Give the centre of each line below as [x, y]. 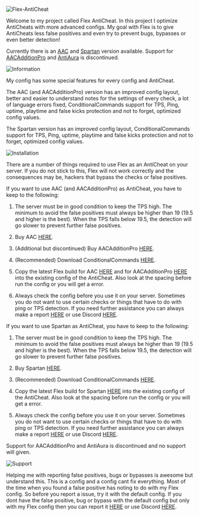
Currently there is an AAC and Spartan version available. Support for [90, 51]
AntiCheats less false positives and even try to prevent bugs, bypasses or [96, 33]
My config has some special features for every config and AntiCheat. [91, 81]
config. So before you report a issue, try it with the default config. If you [94, 494]
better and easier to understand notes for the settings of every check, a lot [97, 98]
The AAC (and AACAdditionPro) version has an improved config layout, [93, 92]
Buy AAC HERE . [34, 237]
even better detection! [33, 40]
